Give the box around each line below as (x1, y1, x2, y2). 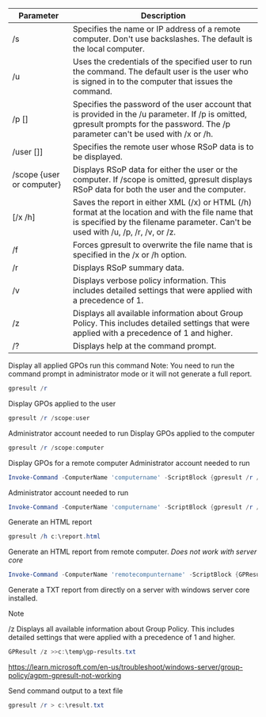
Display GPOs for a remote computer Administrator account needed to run (8, 458, 251, 467)
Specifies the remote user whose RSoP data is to (72, 142, 254, 152)
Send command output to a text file (8, 686, 123, 696)
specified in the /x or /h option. (72, 250, 188, 260)
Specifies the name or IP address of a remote (72, 24, 241, 34)
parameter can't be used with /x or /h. (72, 128, 214, 139)
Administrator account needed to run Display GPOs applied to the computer (8, 428, 255, 438)
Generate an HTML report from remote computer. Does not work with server (8, 547, 257, 557)
